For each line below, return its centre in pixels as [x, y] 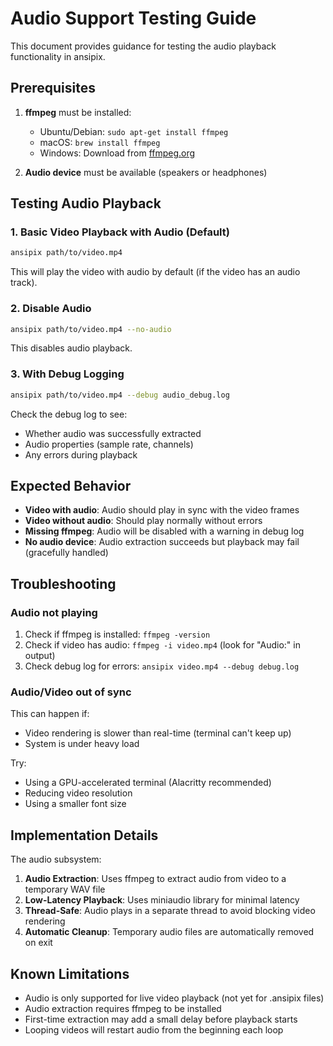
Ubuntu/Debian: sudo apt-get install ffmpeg [134, 131]
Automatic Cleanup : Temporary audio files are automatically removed [169, 932]
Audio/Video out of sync [71, 692]
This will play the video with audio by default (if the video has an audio [155, 272]
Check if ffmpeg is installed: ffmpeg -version [117, 634]
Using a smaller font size [75, 804]
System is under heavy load [82, 744]
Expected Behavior [71, 486]
